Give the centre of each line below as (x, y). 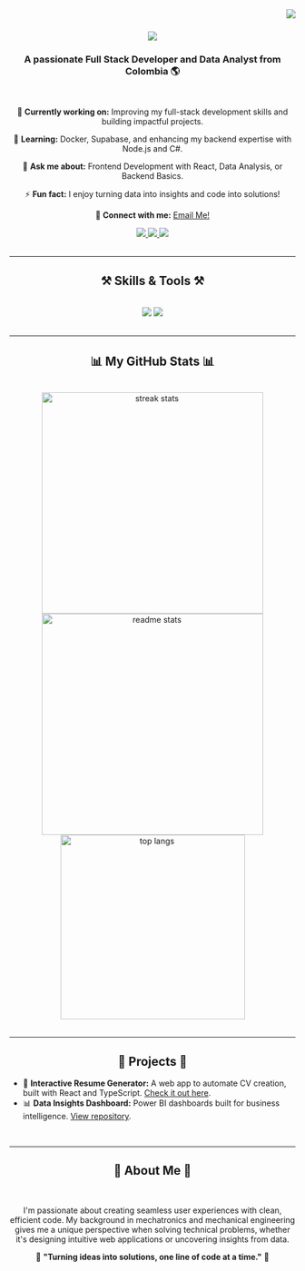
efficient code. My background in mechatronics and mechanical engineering (152, 1219)
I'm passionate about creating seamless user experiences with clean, (152, 1210)
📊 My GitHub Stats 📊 (152, 361)
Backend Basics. (152, 176)
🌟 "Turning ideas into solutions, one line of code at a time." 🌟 (152, 1256)
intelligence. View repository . (77, 1116)
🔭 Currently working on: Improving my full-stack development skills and (152, 112)
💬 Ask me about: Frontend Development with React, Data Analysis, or (152, 166)
